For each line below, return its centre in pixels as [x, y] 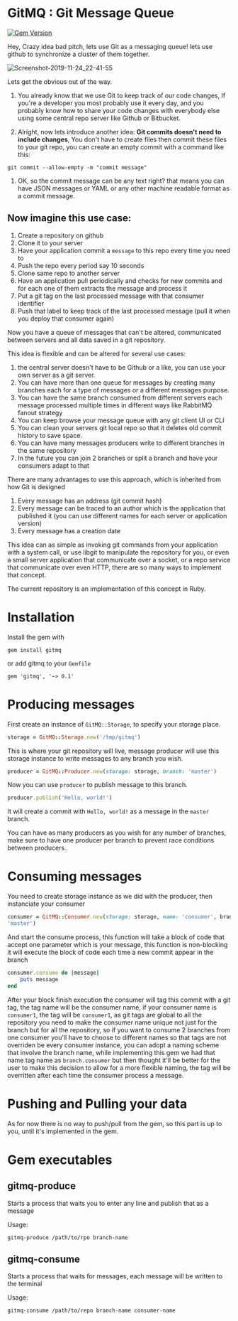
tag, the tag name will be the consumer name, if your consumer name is [112, 1007]
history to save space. [50, 435]
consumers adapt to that [53, 465]
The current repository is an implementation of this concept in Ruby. [107, 589]
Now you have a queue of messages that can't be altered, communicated [114, 332]
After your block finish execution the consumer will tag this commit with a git [119, 1000]
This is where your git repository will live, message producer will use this [113, 751]
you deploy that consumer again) [66, 319]
